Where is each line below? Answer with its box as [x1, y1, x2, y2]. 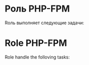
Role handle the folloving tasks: [5, 54, 70, 60]
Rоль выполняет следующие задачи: [5, 20, 84, 26]
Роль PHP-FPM [5, 3, 70, 15]
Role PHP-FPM [5, 37, 67, 49]
